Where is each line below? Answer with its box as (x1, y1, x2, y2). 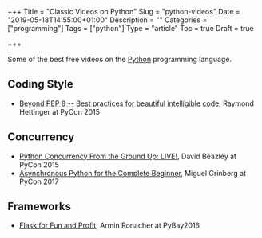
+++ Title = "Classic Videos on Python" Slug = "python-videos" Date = (7, 7, 240, 16)
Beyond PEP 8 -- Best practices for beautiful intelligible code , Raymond (18, 99, 255, 108)
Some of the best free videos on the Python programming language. (7, 55, 232, 64)
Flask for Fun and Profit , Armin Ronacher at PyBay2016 (18, 220, 200, 230)
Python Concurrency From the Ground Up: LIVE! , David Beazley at (18, 151, 237, 161)
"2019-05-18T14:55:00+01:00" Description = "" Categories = (7, 15, 208, 25)
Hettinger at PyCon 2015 (18, 107, 101, 116)
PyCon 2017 (18, 177, 59, 186)
